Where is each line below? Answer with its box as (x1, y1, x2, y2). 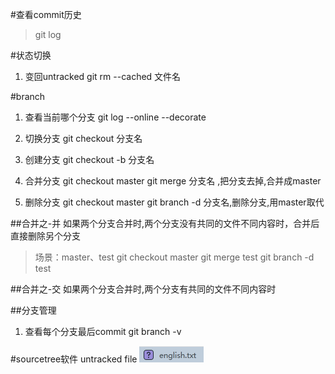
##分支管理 (10, 304, 57, 316)
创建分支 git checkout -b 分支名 (24, 154, 155, 165)
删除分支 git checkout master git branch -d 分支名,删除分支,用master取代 (24, 196, 325, 208)
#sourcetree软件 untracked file (10, 353, 138, 365)
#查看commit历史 (10, 9, 82, 20)
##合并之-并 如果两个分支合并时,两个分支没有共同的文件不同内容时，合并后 (10, 218, 320, 229)
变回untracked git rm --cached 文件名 (24, 71, 182, 82)
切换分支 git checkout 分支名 (24, 133, 143, 144)
